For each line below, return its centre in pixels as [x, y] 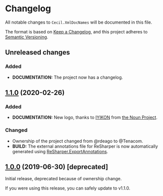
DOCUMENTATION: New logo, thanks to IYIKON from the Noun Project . [85, 117]
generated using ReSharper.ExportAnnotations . [60, 151]
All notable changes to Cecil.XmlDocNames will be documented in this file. [79, 22]
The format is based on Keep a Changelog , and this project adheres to [76, 32]
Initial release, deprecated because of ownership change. [64, 179]
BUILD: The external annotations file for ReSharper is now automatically [85, 146]
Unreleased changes [38, 52]
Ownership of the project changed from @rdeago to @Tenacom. [78, 141]
